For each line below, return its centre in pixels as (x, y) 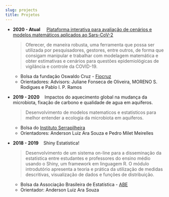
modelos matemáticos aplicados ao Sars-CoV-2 (63, 35)
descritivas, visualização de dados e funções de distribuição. (90, 175)
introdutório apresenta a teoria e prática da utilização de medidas (94, 169)
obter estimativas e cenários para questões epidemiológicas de (92, 61)
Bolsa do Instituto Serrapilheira (53, 128)
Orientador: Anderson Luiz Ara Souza (60, 190)
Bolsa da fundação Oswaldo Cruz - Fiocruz (66, 76)
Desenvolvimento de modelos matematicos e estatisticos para (91, 112)
